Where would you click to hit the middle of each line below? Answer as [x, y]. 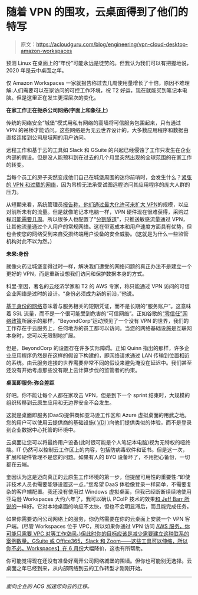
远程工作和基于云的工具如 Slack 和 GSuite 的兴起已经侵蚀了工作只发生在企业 [99, 150]
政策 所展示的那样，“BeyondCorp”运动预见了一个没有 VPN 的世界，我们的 [100, 320]
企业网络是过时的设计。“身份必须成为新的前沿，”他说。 [72, 293]
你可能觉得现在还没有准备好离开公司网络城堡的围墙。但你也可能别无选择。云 [99, 561]
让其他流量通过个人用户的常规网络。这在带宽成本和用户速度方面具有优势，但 [99, 226]
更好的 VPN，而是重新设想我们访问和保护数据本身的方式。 [77, 273]
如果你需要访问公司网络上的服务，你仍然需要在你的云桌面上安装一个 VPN [95, 518]
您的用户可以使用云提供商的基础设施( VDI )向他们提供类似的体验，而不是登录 [99, 422]
